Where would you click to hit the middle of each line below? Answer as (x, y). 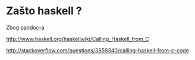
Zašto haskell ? (44, 11)
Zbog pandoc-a (25, 27)
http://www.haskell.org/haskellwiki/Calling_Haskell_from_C (78, 39)
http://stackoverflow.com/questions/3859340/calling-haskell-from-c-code (97, 50)
